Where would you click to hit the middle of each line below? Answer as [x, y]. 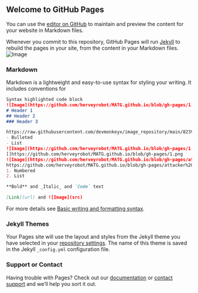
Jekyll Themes [28, 224]
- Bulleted [19, 138]
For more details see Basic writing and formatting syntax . [75, 209]
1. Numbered [21, 171]
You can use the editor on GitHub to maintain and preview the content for [95, 24]
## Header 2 [21, 116]
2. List [16, 176]
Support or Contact [34, 265]
